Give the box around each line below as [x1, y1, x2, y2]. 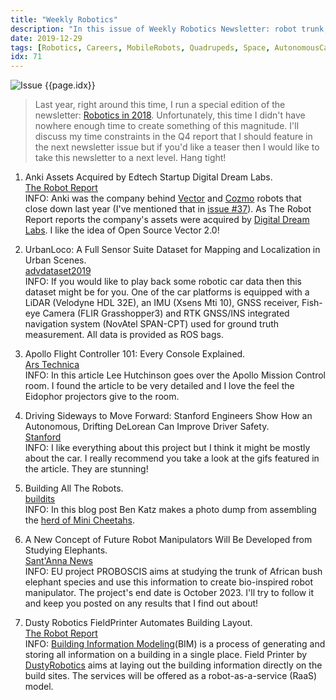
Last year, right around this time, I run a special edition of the [34, 99, 286, 111]
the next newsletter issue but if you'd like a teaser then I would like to [34, 141, 320, 153]
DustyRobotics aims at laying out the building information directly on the [24, 659, 323, 671]
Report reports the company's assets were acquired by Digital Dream [24, 214, 310, 226]
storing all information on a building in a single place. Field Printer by [24, 649, 308, 661]
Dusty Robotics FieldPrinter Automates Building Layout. [24, 617, 253, 629]
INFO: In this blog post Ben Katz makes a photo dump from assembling [24, 504, 317, 516]
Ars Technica [24, 359, 80, 371]
